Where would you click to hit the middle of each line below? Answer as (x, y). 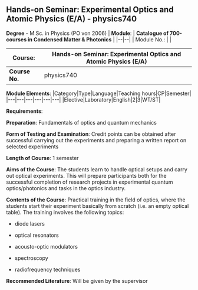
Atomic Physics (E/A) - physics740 (72, 19)
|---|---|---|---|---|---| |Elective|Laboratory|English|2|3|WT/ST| (83, 99)
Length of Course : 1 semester (42, 158)
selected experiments (32, 146)
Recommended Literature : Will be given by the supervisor (77, 281)
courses (16, 39)
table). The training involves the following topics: (65, 212)
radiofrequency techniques (47, 269)
